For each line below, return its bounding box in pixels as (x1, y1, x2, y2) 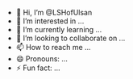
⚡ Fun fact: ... (15, 63, 60, 73)
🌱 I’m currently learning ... (15, 25, 102, 34)
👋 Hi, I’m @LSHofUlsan (15, 8, 93, 17)
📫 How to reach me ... (15, 43, 91, 52)
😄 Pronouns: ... (15, 54, 69, 64)
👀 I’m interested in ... (15, 16, 85, 26)
